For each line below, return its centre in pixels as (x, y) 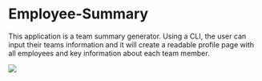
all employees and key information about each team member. (109, 53)
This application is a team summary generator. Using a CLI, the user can (127, 36)
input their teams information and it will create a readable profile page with (131, 44)
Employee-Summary (79, 14)
